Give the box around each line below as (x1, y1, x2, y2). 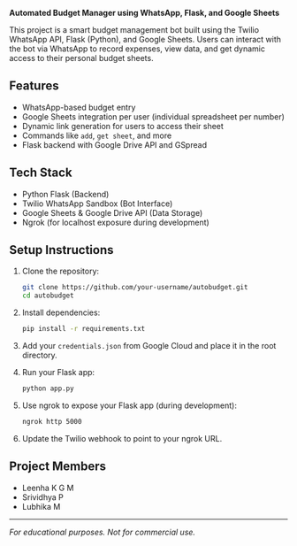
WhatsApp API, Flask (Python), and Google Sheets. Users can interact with (9, 35, 281, 44)
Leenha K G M (21, 482, 74, 493)
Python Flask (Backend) (21, 188, 110, 199)
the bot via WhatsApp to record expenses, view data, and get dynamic (9, 43, 266, 54)
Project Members (9, 459, 107, 474)
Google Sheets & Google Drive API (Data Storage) (21, 207, 203, 218)
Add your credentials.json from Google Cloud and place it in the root (21, 341, 277, 351)
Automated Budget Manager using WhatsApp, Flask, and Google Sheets (9, 8, 280, 18)
